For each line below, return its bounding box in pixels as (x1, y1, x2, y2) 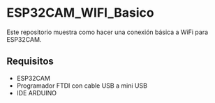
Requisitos (6, 56, 54, 68)
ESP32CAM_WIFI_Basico (6, 5, 154, 21)
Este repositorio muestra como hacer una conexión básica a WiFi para (6, 28, 209, 36)
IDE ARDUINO (16, 88, 57, 97)
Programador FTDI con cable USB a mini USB (16, 81, 148, 90)
